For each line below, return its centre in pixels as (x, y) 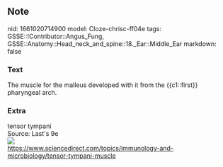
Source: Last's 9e (33, 134)
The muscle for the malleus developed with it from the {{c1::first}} (103, 85)
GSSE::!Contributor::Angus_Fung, (56, 36)
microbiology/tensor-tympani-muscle (62, 156)
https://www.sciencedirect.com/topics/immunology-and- (91, 149)
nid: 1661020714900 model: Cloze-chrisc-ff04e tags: (84, 28)
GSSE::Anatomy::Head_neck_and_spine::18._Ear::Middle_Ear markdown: (112, 44)
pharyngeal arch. (32, 93)
